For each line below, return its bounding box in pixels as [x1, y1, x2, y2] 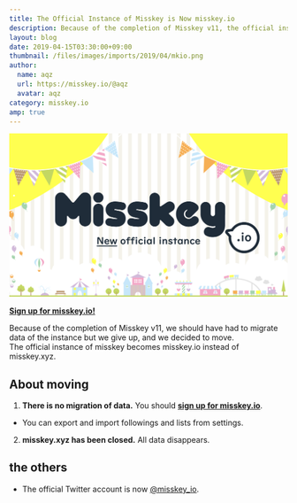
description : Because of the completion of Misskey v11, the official [9, 23, 275, 33]
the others [9, 460, 68, 476]
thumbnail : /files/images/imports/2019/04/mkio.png [9, 51, 203, 61]
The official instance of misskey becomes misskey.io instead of [9, 342, 240, 352]
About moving [9, 376, 89, 391]
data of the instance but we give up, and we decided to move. [9, 332, 234, 343]
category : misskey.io [9, 98, 89, 107]
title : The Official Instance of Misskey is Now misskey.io [9, 14, 236, 23]
